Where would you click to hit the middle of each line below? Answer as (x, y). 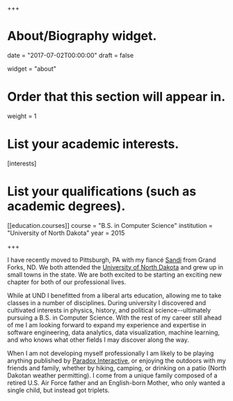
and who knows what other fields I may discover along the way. (98, 339)
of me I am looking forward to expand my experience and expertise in (107, 325)
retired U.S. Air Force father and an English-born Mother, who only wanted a (116, 382)
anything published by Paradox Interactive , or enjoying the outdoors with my (116, 360)
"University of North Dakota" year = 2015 (66, 233)
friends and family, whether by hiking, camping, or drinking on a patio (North (117, 368)
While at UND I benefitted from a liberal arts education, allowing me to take (114, 295)
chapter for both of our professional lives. (67, 281)
